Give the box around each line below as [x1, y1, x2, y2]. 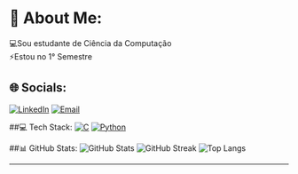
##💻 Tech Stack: [9, 122, 73, 132]
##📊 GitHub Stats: [9, 142, 78, 154]
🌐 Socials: [9, 80, 67, 96]
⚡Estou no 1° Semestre [9, 51, 93, 61]
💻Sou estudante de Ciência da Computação [9, 37, 172, 48]
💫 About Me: [9, 8, 103, 28]
